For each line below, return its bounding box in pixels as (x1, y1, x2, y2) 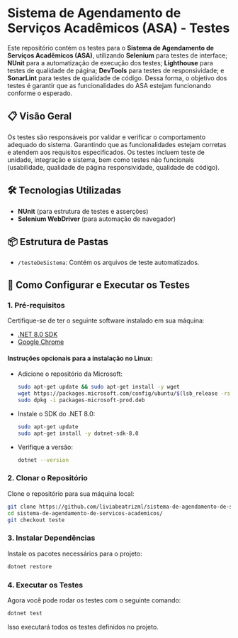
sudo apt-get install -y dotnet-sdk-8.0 (17, 430, 139, 437)
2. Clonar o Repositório (7, 473, 89, 483)
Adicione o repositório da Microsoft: (17, 369, 123, 378)
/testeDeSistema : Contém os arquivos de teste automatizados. (17, 258, 200, 267)
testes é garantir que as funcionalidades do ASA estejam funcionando (7, 81, 211, 90)
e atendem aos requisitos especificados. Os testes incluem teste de (7, 148, 205, 156)
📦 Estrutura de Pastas (7, 236, 108, 248)
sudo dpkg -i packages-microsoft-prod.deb (17, 396, 145, 404)
